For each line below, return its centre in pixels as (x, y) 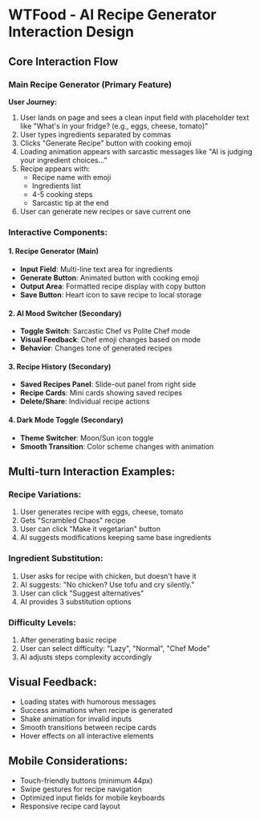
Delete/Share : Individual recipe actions (85, 401)
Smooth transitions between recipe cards (88, 727)
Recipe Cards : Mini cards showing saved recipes (101, 393)
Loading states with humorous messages (88, 702)
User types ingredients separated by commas (95, 134)
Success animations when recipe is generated (96, 710)
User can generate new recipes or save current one (105, 211)
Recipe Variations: (45, 494)
